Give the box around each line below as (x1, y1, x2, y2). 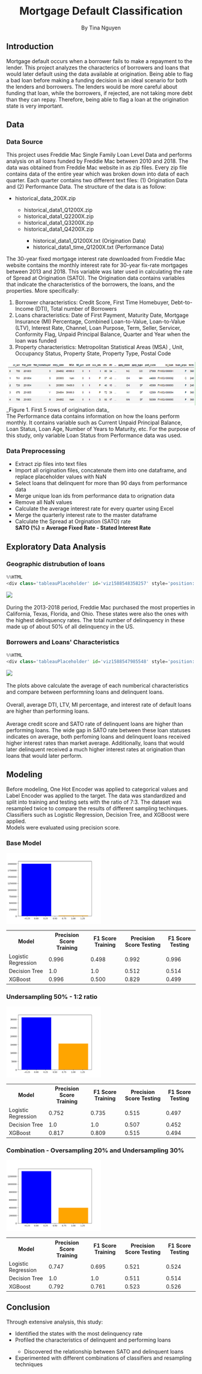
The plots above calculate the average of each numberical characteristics (6, 682, 189, 689)
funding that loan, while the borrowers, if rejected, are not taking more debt (6, 89, 193, 97)
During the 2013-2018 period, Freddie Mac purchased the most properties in (6, 603, 195, 611)
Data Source (6, 138, 43, 146)
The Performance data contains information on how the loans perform (6, 413, 180, 420)
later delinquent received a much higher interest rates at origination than (6, 745, 185, 753)
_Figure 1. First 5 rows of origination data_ (6, 406, 109, 414)
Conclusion (6, 1302, 50, 1313)
